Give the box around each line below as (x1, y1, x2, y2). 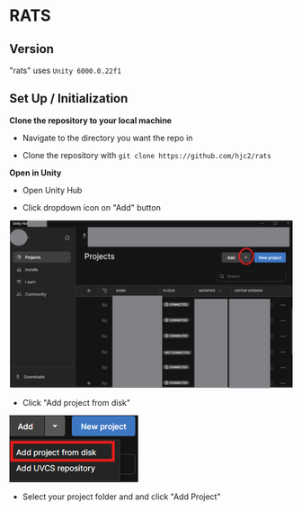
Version (9, 41, 54, 57)
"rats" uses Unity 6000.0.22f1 (9, 65, 121, 76)
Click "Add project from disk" (22, 398, 131, 408)
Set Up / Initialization (9, 91, 129, 106)
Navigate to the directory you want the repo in (22, 132, 193, 143)
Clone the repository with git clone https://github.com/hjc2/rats (22, 149, 271, 160)
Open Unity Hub (22, 184, 83, 195)
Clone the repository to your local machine (9, 114, 173, 126)
